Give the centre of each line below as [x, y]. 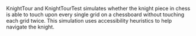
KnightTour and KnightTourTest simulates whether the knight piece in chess [98, 8]
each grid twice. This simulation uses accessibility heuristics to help [89, 21]
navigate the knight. [30, 27]
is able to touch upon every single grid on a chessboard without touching [95, 15]
